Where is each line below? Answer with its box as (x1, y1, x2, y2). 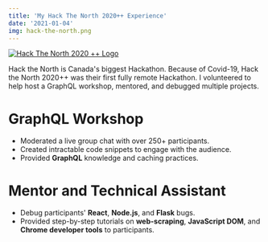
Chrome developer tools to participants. (19, 225, 155, 235)
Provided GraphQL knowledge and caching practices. (19, 154, 199, 163)
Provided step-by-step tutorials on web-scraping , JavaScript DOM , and (19, 216, 261, 226)
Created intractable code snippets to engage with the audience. (19, 145, 232, 154)
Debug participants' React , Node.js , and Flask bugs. (19, 208, 196, 218)
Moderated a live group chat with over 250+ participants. (19, 136, 210, 146)
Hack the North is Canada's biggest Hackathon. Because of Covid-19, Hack (8, 64, 259, 74)
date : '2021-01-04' (8, 19, 74, 27)
